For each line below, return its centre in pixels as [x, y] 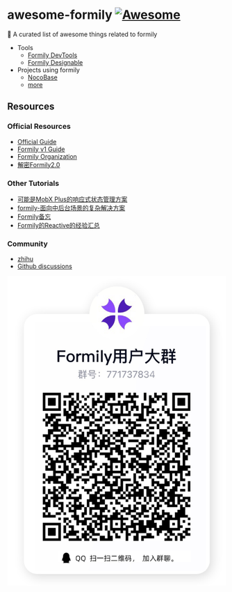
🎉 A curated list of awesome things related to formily [82, 34]
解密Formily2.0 [39, 164]
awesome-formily [60, 15]
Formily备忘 [34, 217]
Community [27, 244]
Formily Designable [55, 62]
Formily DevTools [52, 55]
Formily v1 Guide [41, 149]
